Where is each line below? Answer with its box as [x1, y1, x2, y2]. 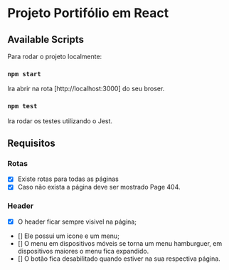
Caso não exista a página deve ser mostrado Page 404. [17, 183, 181, 192]
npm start [7, 70, 41, 78]
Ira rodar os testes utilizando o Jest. [7, 116, 112, 125]
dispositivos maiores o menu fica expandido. [17, 246, 149, 255]
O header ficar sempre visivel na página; [17, 217, 137, 226]
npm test [7, 102, 38, 110]
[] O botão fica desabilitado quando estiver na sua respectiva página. [17, 254, 220, 263]
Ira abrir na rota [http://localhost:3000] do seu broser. [7, 84, 165, 93]
